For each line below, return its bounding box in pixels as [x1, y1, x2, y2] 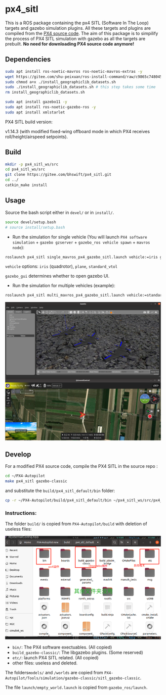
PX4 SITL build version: [5, 119, 53, 125]
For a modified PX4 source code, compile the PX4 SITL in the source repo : [5, 463, 158, 469]
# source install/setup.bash [5, 225, 65, 230]
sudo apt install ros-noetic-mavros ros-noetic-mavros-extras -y [5, 69, 142, 74]
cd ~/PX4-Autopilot [5, 473, 45, 478]
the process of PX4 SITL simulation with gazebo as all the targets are [5, 36, 146, 42]
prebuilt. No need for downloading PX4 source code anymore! [5, 41, 134, 47]
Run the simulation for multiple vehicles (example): [12, 283, 115, 289]
